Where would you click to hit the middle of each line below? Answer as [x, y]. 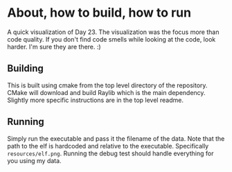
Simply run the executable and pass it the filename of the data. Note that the [116, 138]
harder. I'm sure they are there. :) [54, 46]
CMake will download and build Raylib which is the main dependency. [106, 92]
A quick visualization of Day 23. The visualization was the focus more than [113, 32]
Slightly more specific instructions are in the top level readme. [95, 100]
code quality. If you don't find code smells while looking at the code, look [111, 39]
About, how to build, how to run [99, 13]
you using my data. [34, 160]
